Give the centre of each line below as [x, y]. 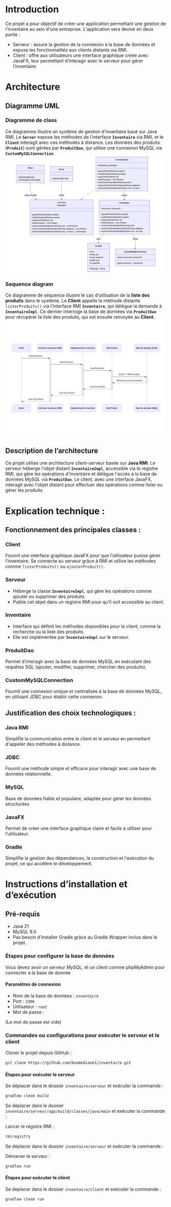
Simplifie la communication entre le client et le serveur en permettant [78, 739]
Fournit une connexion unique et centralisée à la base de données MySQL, [84, 691]
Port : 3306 [23, 1001]
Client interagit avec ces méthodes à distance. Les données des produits [83, 142]
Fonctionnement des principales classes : [73, 529]
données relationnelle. [29, 774]
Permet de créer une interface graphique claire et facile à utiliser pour [79, 828]
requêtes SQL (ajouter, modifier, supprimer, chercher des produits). [76, 667]
